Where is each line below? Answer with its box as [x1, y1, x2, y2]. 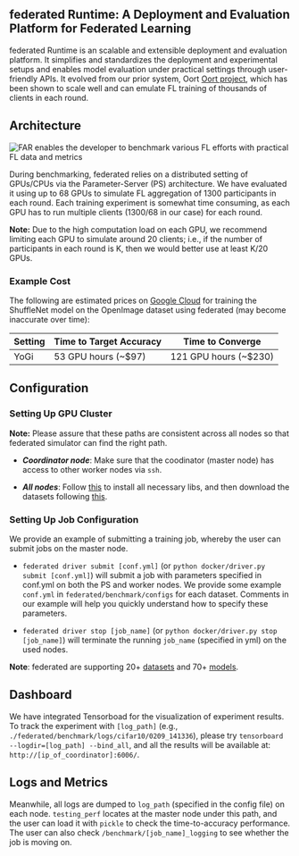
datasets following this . [21, 491, 108, 501]
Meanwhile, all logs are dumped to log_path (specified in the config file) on [9, 799, 286, 810]
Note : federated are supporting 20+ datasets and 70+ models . [9, 661, 239, 672]
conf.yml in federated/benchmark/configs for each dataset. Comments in [21, 589, 289, 600]
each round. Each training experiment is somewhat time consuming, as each [9, 197, 290, 208]
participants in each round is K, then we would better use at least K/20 [9, 243, 269, 254]
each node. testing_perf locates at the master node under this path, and [9, 808, 278, 818]
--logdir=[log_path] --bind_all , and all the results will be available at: [9, 739, 270, 750]
